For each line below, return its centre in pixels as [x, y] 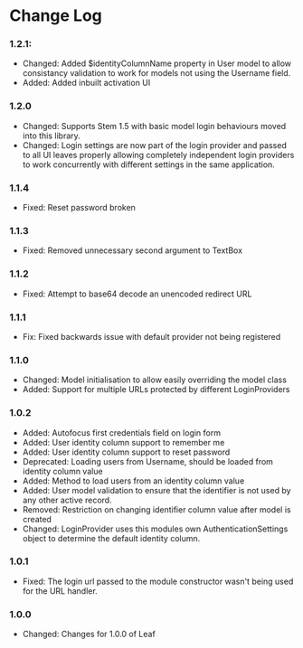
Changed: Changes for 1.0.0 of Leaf [89, 634]
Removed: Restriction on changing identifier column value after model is [156, 509]
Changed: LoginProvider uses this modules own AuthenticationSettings [155, 529]
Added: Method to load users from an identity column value [133, 481]
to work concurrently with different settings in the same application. [149, 164]
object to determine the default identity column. [111, 538]
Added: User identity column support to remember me [123, 442]
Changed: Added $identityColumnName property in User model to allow [157, 63]
